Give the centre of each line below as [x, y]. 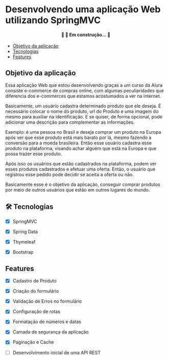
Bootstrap [23, 252]
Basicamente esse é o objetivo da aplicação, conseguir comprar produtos [83, 184]
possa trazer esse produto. [34, 154]
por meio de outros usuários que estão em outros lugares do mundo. [78, 190]
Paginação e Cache [33, 342]
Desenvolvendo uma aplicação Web [83, 9]
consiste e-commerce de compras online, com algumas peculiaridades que [85, 91]
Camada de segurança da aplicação [51, 332]
